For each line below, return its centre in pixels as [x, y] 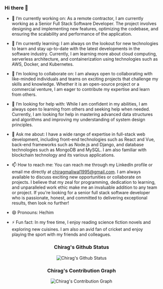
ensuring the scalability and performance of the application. [72, 34]
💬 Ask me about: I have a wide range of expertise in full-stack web [78, 134]
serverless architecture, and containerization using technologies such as [85, 59]
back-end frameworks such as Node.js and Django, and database [78, 145]
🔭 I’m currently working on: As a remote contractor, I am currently [77, 19]
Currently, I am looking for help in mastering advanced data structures [82, 114]
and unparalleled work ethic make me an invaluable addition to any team [84, 187]
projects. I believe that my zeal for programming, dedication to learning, [83, 182]
